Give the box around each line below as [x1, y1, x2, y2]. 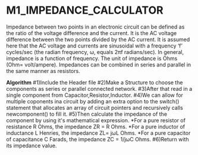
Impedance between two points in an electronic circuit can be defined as [6, 23, 185, 30]
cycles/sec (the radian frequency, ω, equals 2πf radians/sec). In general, [6, 48, 184, 55]
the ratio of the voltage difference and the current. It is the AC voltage [6, 29, 177, 36]
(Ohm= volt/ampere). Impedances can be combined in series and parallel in [6, 61, 191, 68]
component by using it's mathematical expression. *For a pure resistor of [6, 116, 186, 124]
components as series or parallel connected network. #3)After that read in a [6, 85, 193, 92]
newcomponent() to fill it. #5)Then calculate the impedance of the [6, 110, 168, 118]
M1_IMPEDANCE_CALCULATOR [6, 4, 164, 17]
